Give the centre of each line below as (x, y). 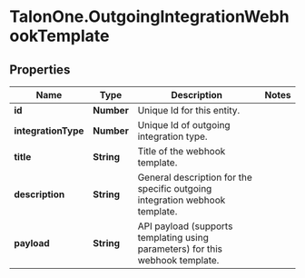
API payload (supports (185, 226)
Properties (40, 69)
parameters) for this (180, 249)
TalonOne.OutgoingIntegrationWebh (149, 17)
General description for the (195, 177)
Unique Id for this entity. (189, 110)
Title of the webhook (182, 151)
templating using (173, 238)
